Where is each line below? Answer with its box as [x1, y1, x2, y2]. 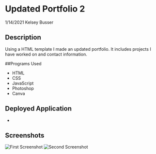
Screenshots [5, 131, 45, 140]
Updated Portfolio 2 [5, 3, 85, 14]
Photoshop [12, 85, 34, 91]
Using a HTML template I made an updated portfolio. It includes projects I [5, 46, 151, 52]
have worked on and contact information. [5, 51, 87, 57]
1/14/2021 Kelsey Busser [5, 19, 54, 25]
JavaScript [12, 80, 34, 86]
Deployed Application [5, 105, 72, 113]
